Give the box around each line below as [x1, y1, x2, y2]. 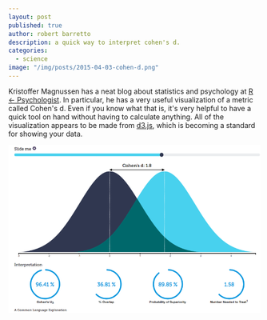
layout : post [8, 13, 52, 21]
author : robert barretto [8, 30, 91, 38]
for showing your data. [8, 129, 83, 138]
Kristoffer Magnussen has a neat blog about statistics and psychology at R [8, 86, 253, 96]
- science [15, 55, 48, 63]
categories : [8, 46, 48, 55]
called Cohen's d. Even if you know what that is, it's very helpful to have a [8, 103, 252, 113]
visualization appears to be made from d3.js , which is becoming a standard [8, 120, 256, 130]
